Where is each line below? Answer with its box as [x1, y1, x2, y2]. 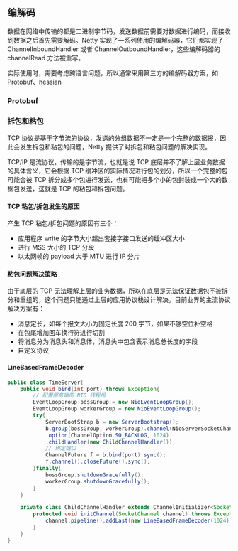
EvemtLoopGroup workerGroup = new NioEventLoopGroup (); [33, 405, 201, 412]
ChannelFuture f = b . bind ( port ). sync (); [45, 451, 166, 459]
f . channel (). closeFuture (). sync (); [45, 458, 151, 466]
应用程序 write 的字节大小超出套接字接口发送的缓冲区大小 [17, 234, 186, 243]
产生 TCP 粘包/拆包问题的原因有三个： [7, 219, 119, 228]
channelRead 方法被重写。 [7, 53, 85, 62]
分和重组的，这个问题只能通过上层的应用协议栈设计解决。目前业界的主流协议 [7, 296, 231, 304]
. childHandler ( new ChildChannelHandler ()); [45, 438, 176, 446]
